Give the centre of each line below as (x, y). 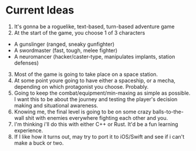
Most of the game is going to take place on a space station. (86, 74)
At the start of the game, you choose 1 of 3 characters (79, 32)
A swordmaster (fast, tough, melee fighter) (66, 50)
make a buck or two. (39, 143)
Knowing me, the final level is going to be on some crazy (82, 112)
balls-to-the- (168, 112)
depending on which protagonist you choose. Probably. (81, 86)
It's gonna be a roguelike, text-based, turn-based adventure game (94, 26)
